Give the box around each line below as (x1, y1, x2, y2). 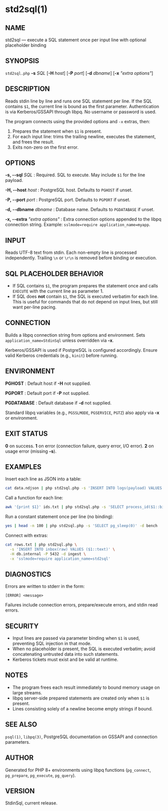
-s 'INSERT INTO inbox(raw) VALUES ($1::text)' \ (9, 547, 115, 552)
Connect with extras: (5, 532, 48, 538)
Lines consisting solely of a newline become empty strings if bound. (12, 705, 153, 712)
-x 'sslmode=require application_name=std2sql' (9, 556, 111, 561)
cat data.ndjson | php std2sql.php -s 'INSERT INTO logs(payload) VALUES (5, 486, 162, 491)
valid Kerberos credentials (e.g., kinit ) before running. (5, 352, 118, 358)
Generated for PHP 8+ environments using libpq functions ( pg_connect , (5, 767, 151, 773)
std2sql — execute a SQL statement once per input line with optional (5, 37, 146, 43)
